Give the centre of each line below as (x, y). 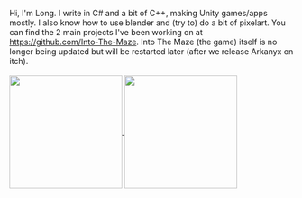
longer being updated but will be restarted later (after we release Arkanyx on (151, 52)
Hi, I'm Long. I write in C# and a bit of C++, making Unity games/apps (138, 13)
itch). (19, 61)
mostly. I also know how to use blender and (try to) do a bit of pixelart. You (148, 23)
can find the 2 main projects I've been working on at (106, 32)
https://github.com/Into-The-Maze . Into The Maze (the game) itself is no (143, 42)
